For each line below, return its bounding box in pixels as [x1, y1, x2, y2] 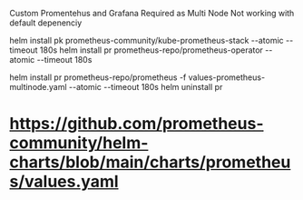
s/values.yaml [9, 172, 120, 192]
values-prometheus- [188, 72, 266, 83]
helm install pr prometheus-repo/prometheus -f [9, 72, 187, 83]
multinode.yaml [9, 82, 67, 92]
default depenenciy [9, 17, 83, 28]
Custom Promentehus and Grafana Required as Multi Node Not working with [9, 8, 295, 18]
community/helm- [9, 133, 149, 154]
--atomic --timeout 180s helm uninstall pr [68, 82, 223, 92]
